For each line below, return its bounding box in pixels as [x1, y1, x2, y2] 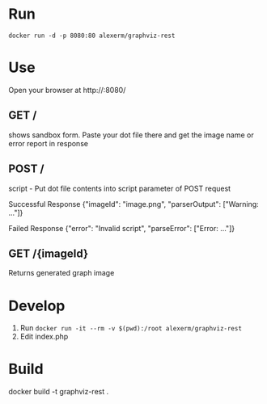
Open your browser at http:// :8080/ [8, 85, 126, 95]
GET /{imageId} [8, 246, 89, 260]
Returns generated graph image [8, 268, 115, 278]
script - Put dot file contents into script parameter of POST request [8, 183, 231, 193]
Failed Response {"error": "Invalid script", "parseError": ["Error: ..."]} [8, 223, 235, 233]
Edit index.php [19, 332, 69, 342]
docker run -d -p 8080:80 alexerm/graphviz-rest [8, 32, 176, 40]
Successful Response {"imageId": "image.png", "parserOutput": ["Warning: [8, 199, 259, 208]
